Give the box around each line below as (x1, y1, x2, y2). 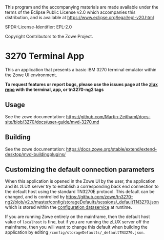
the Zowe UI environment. (5, 72, 57, 78)
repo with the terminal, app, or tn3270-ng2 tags (5, 87, 104, 92)
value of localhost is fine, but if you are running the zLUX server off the (5, 219, 150, 225)
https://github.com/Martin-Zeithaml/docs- (66, 113, 151, 119)
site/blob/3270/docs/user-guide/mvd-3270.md (5, 119, 100, 125)
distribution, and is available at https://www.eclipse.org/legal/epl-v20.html (5, 15, 154, 20)
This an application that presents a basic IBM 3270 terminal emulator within (5, 66, 157, 72)
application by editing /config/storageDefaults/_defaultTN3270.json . (5, 229, 145, 235)
